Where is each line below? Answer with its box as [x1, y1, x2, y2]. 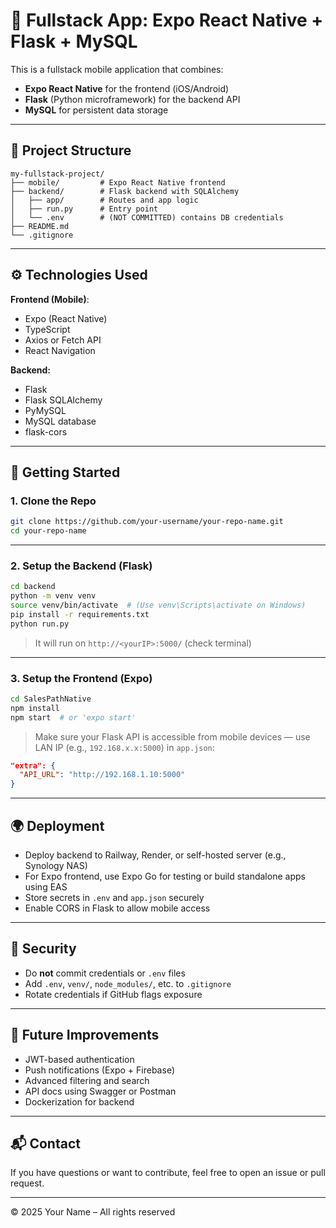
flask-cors [24, 425, 68, 438]
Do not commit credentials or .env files [24, 967, 186, 979]
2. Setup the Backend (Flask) [10, 559, 153, 573]
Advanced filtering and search [24, 1074, 150, 1086]
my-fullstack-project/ [10, 169, 105, 179]
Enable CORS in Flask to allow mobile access [24, 902, 211, 914]
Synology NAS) [24, 860, 88, 872]
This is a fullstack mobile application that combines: [10, 63, 224, 75]
